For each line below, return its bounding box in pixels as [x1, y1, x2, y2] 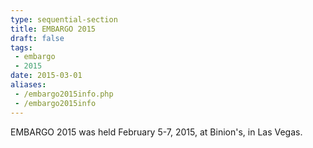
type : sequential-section [10, 14, 118, 25]
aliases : [10, 80, 47, 90]
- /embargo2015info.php [14, 89, 114, 99]
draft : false [10, 33, 65, 43]
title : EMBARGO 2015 [10, 24, 97, 34]
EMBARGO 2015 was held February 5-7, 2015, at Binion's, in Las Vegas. [10, 126, 303, 138]
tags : [10, 42, 33, 53]
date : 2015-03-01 [10, 71, 83, 81]
